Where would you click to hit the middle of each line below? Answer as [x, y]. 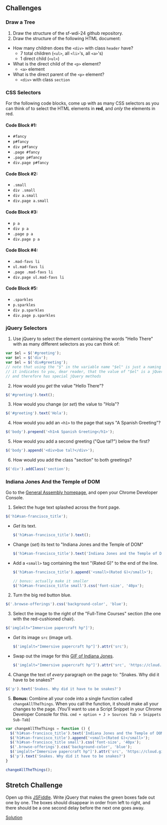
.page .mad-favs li [33, 272]
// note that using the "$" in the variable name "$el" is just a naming [83, 367]
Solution [14, 817]
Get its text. [25, 526]
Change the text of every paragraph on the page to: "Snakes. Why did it [86, 674]
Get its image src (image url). [43, 638]
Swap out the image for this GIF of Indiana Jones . [63, 656]
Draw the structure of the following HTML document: [67, 38]
